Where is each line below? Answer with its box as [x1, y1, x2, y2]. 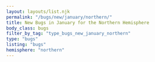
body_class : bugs [6, 25, 49, 31]
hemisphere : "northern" [6, 47, 65, 53]
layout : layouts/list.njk [6, 8, 70, 15]
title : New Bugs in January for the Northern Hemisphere [6, 19, 150, 25]
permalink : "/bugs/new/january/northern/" [6, 14, 112, 20]
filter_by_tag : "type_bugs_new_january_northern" [6, 31, 131, 37]
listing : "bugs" [6, 42, 46, 48]
